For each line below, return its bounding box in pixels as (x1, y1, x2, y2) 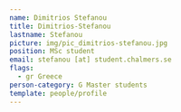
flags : (9, 64, 34, 73)
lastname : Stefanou (9, 30, 83, 39)
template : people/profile (9, 89, 107, 98)
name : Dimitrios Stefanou (9, 13, 107, 23)
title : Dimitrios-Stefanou (9, 22, 111, 31)
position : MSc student (9, 47, 95, 56)
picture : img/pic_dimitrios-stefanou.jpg (9, 38, 168, 48)
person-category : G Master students (9, 80, 148, 89)
